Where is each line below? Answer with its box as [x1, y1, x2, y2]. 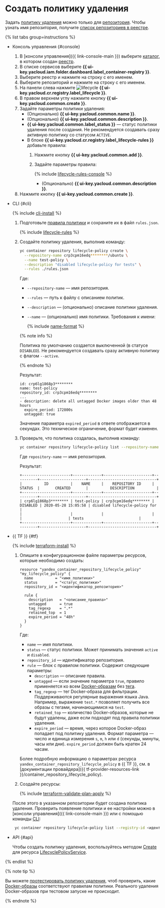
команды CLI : [12, 816, 41, 822]
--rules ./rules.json [24, 267, 69, 272]
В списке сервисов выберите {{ [19, 64, 87, 70]
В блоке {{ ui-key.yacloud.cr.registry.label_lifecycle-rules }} [27, 137, 154, 143]
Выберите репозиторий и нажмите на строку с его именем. [19, 79, 146, 85]
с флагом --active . [19, 353, 60, 359]
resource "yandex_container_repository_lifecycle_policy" [19, 567, 141, 572]
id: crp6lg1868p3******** [19, 382, 73, 387]
